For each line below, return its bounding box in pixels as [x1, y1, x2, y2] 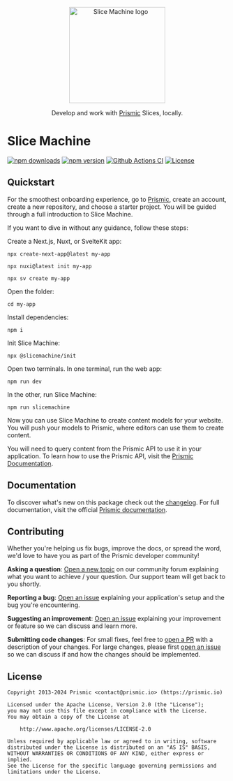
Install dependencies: [7, 313, 69, 321]
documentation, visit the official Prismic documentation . [7, 505, 167, 513]
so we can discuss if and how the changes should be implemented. [7, 650, 201, 659]
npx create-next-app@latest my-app [7, 250, 111, 258]
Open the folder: [7, 287, 54, 295]
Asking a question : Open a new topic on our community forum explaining [7, 565, 219, 574]
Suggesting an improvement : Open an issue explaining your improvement [7, 615, 221, 623]
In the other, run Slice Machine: [7, 390, 97, 398]
